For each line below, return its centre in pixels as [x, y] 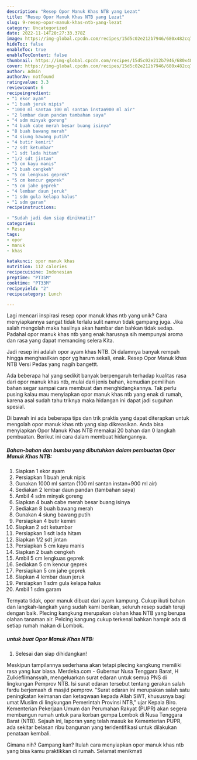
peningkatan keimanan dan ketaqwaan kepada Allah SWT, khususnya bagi [96, 696]
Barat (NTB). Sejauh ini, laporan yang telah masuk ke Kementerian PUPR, [94, 721]
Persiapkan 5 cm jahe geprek [50, 571]
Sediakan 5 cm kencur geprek [51, 564]
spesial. [16, 407]
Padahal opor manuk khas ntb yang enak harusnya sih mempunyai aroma [95, 334]
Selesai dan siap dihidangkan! [51, 654]
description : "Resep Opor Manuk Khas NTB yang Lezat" [74, 11]
